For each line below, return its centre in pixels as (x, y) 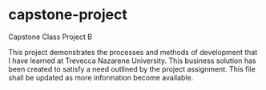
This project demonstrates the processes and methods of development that (133, 52)
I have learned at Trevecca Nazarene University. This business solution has (132, 61)
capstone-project (68, 15)
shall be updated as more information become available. (101, 77)
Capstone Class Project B (50, 37)
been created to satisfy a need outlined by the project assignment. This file (132, 68)
